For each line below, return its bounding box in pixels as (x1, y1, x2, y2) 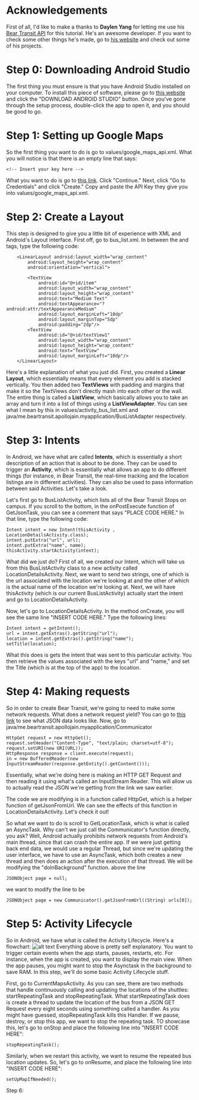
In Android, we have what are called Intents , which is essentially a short (6, 453, 182, 460)
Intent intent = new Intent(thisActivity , (6, 527, 116, 533)
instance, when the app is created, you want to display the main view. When (6, 956, 192, 963)
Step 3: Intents (6, 433, 80, 447)
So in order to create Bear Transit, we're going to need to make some (6, 704, 175, 711)
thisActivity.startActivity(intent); (6, 548, 100, 554)
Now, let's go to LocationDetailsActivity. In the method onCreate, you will (6, 607, 184, 614)
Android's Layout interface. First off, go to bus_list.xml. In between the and (6, 236, 189, 243)
